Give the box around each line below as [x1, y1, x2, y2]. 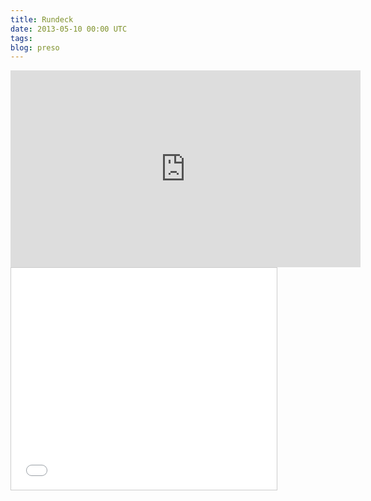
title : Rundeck [10, 14, 74, 25]
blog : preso [10, 42, 60, 53]
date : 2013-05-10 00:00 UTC [10, 24, 128, 34]
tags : [10, 33, 33, 43]
